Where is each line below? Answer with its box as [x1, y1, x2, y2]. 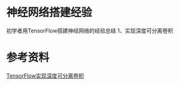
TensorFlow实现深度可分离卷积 [6, 72, 84, 79]
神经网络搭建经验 [6, 6, 93, 20]
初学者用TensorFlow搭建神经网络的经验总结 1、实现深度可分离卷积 [6, 27, 174, 34]
